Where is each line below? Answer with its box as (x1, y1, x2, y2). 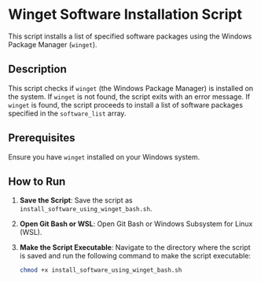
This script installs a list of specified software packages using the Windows (8, 31, 252, 41)
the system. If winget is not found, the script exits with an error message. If (8, 92, 250, 101)
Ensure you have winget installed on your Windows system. (8, 152, 200, 162)
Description (8, 63, 67, 76)
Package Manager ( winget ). (8, 39, 97, 49)
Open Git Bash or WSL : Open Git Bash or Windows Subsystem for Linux (19, 219, 253, 229)
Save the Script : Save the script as (19, 196, 133, 205)
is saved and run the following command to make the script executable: (19, 251, 252, 261)
